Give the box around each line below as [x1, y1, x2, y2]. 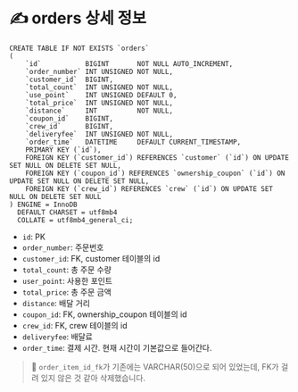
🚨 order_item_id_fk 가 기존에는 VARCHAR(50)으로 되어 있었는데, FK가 [30, 361, 279, 371]
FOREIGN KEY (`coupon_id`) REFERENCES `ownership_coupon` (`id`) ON [25, 169, 286, 178]
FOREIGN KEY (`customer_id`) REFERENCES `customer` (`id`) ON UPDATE [25, 153, 290, 162]
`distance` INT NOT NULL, [25, 106, 174, 115]
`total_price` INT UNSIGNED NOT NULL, [25, 98, 174, 107]
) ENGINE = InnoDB [9, 200, 78, 209]
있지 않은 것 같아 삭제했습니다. [40, 372, 145, 383]
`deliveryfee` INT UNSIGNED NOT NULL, [25, 129, 174, 138]
